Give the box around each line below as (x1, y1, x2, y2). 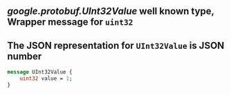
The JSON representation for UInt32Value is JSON (7, 39, 225, 51)
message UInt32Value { (7, 69, 73, 76)
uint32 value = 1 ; (19, 75, 73, 82)
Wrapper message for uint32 (7, 17, 133, 28)
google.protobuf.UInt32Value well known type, (7, 6, 214, 17)
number (7, 50, 42, 62)
